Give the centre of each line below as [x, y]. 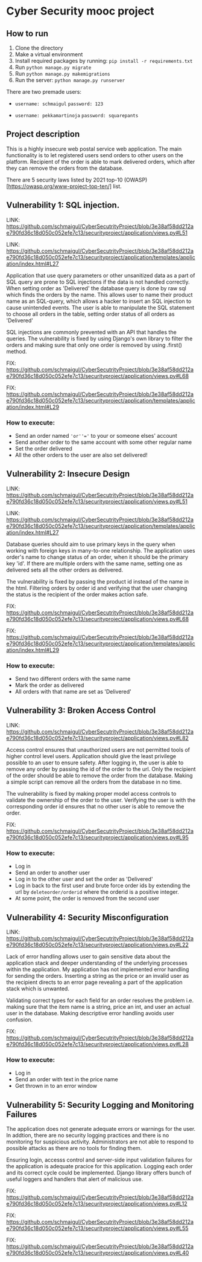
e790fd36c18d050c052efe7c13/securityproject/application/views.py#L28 [97, 1044]
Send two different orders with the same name [73, 679]
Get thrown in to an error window [56, 1086]
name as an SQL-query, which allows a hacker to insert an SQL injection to [99, 301]
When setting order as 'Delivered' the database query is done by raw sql [96, 288]
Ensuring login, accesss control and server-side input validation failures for [99, 1160]
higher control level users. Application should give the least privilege [91, 756]
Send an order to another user [52, 873]
